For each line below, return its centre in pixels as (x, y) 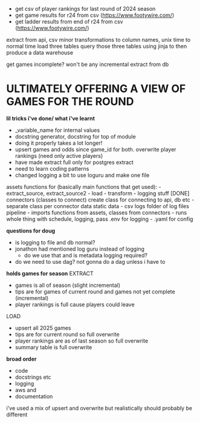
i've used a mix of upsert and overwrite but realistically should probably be (99, 408)
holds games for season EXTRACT (50, 273)
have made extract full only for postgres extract (74, 162)
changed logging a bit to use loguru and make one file (82, 175)
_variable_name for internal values (57, 130)
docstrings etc (33, 377)
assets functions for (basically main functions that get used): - (84, 186)
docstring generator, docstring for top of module (75, 136)
